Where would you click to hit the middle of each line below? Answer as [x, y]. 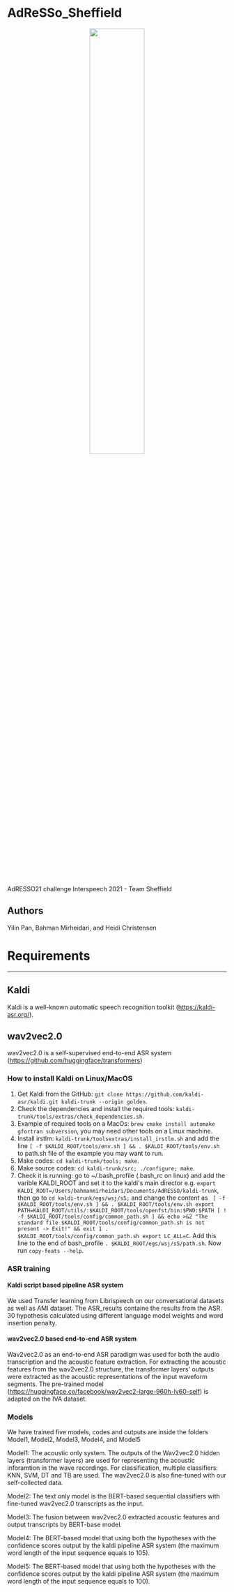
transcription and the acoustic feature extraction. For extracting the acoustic [117, 1362]
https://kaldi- [197, 1007]
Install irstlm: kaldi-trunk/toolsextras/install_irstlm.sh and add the [118, 1138]
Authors [25, 911]
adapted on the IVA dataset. [47, 1399]
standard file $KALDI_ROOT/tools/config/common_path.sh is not [111, 1223]
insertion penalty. [32, 1323]
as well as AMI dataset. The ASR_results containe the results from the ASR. [115, 1308]
